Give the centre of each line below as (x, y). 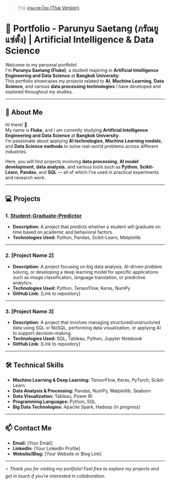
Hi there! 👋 (16, 125)
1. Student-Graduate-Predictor (44, 216)
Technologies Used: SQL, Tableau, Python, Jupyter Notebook (77, 339)
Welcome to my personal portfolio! (41, 65)
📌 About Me (24, 112)
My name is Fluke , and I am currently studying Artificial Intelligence (77, 130)
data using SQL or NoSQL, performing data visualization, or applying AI (87, 328)
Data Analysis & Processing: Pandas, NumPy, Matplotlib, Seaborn (82, 391)
